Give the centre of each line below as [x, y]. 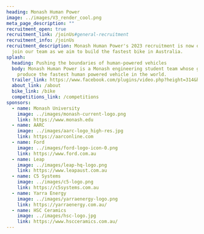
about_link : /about [36, 86]
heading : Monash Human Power [43, 12]
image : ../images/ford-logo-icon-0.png [68, 148]
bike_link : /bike [34, 91]
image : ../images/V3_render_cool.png [54, 18]
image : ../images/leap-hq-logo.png [62, 165]
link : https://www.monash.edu [56, 119]
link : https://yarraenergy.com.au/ [62, 205]
